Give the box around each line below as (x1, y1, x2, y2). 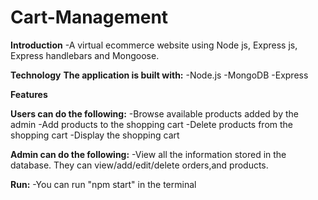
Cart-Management (10, 6, 169, 29)
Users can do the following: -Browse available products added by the (10, 107, 299, 120)
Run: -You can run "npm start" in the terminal (10, 178, 197, 190)
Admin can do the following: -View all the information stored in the (10, 148, 287, 160)
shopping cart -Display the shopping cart (10, 129, 180, 141)
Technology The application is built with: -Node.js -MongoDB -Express (10, 69, 309, 81)
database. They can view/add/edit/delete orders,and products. (10, 159, 269, 171)
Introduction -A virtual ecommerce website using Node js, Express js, (10, 39, 298, 51)
